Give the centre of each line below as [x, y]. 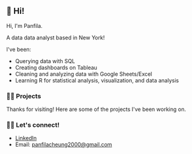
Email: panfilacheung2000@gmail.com [63, 145]
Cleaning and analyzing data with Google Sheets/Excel [84, 74]
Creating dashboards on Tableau [56, 67]
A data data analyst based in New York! [56, 38]
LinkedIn [26, 138]
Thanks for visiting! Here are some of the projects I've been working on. [96, 109]
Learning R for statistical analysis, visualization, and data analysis [97, 80]
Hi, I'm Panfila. [24, 25]
